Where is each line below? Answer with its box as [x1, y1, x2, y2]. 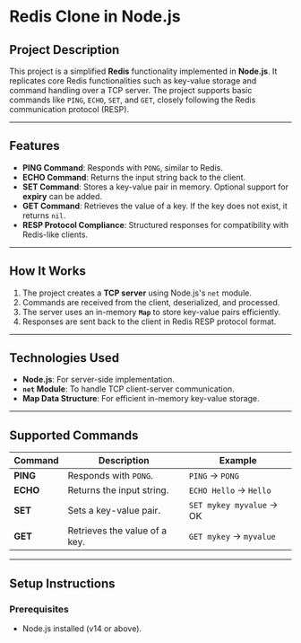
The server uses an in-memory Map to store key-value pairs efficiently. [21, 306, 281, 317]
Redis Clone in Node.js [9, 6, 181, 27]
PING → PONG [188, 470, 240, 482]
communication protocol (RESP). [9, 104, 130, 114]
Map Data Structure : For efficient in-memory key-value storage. [21, 393, 260, 404]
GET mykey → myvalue [188, 530, 276, 542]
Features [9, 138, 60, 154]
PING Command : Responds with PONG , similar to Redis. [21, 162, 224, 172]
